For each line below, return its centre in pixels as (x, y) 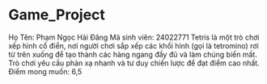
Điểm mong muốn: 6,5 (45, 71)
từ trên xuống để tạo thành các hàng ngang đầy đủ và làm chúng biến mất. (133, 54)
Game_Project (57, 15)
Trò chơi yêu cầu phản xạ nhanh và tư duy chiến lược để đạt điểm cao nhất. (134, 63)
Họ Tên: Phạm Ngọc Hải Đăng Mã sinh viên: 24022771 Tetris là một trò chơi (134, 37)
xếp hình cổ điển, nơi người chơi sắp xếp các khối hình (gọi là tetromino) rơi (133, 45)
